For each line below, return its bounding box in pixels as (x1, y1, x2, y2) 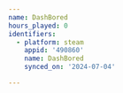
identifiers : (8, 29, 57, 38)
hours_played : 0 (8, 21, 68, 30)
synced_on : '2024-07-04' (24, 63, 116, 72)
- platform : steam (16, 37, 85, 47)
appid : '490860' (24, 46, 85, 55)
